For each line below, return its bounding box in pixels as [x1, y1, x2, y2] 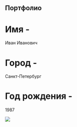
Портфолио [5, 4, 42, 12]
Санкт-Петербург [5, 73, 41, 79]
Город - [5, 57, 38, 68]
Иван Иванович [5, 40, 38, 46]
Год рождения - [5, 91, 73, 102]
